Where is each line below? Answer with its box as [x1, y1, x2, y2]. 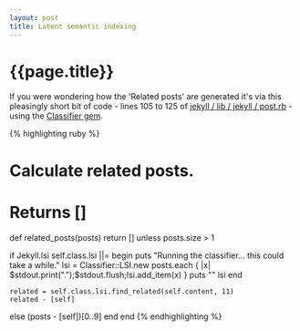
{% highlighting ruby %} [9, 129, 100, 140]
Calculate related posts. [9, 160, 194, 181]
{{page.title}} [9, 61, 114, 82]
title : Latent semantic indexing [9, 22, 137, 31]
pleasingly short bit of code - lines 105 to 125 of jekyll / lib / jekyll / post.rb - [9, 101, 294, 112]
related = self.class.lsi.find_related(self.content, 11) [9, 286, 234, 296]
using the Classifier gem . [9, 110, 103, 121]
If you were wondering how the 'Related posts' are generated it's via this [9, 91, 283, 102]
